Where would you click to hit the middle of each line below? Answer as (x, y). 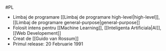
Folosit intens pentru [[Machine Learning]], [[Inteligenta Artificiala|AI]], (87, 28)
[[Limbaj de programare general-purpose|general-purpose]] (76, 22)
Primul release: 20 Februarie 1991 (48, 44)
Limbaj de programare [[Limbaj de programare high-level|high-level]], (86, 17)
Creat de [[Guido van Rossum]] (46, 38)
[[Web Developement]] (37, 33)
